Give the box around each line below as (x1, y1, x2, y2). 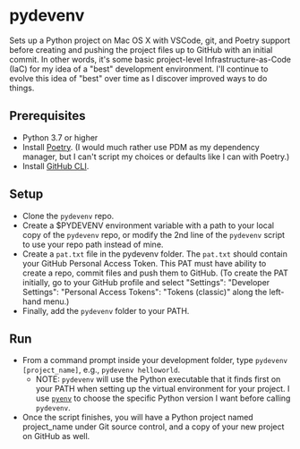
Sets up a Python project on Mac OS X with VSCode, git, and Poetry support (9, 35, 291, 46)
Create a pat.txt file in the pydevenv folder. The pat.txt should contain (21, 248, 288, 259)
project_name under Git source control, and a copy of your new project (21, 421, 285, 432)
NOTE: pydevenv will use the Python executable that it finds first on (35, 374, 281, 385)
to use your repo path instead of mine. (21, 239, 164, 250)
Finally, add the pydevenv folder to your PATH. (21, 305, 190, 316)
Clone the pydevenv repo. (21, 210, 115, 221)
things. (9, 82, 35, 93)
